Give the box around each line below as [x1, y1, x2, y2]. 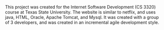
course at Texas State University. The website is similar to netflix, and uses [5, 9, 156, 15]
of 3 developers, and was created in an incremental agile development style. [5, 19, 160, 25]
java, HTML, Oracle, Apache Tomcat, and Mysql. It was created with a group [5, 15, 159, 20]
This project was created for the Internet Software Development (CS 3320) [5, 4, 156, 10]
